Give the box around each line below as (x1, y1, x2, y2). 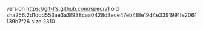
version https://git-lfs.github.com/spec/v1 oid (6, 5, 119, 12)
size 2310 (31, 18, 55, 25)
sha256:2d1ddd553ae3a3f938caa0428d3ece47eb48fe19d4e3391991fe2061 (6, 11, 197, 19)
